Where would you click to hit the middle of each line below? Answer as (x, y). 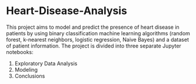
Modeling (26, 69)
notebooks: (20, 52)
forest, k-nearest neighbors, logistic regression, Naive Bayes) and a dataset (98, 39)
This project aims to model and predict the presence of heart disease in (93, 27)
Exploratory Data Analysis (46, 63)
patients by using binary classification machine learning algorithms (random (98, 33)
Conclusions (30, 76)
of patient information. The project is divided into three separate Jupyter (94, 46)
